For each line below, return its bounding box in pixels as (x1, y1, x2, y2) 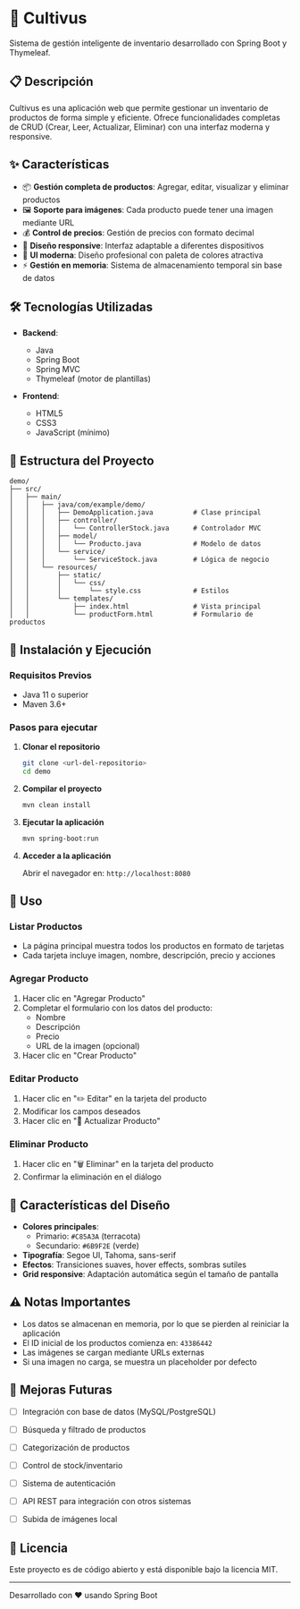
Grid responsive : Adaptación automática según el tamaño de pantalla (21, 1269, 279, 1280)
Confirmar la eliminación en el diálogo (21, 1171, 162, 1182)
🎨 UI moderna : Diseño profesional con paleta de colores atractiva (21, 250, 263, 260)
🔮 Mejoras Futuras (9, 1383, 113, 1398)
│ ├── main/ (9, 492, 62, 502)
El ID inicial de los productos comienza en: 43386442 (21, 1337, 212, 1348)
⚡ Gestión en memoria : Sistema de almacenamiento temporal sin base (21, 260, 283, 270)
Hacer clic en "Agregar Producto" (21, 992, 146, 1003)
